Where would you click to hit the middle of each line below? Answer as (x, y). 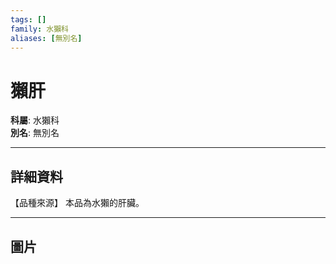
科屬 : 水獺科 (35, 120)
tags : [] (28, 19)
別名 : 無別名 (35, 133)
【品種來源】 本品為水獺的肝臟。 (77, 203)
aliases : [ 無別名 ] (46, 38)
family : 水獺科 (39, 29)
